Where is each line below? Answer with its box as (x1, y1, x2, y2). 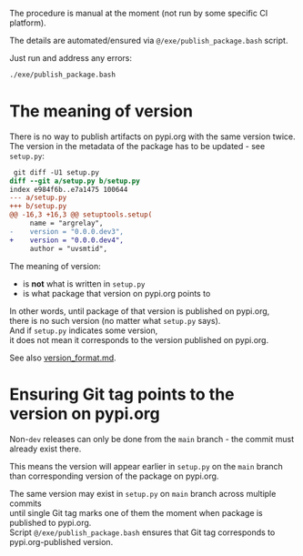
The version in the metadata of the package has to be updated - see (9, 140, 266, 151)
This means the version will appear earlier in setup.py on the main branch (9, 460, 284, 471)
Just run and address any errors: (9, 53, 133, 63)
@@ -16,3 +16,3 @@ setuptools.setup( (9, 210, 153, 219)
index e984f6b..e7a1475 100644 (9, 185, 128, 194)
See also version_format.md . (9, 352, 116, 363)
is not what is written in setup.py (22, 278, 146, 289)
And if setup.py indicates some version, (9, 325, 158, 336)
